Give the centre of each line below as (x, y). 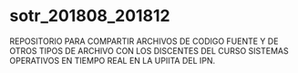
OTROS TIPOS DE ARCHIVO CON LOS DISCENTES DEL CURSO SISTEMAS (149, 50)
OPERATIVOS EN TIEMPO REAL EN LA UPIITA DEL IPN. (113, 60)
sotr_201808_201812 (90, 16)
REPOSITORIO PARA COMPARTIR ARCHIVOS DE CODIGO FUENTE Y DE (144, 41)
